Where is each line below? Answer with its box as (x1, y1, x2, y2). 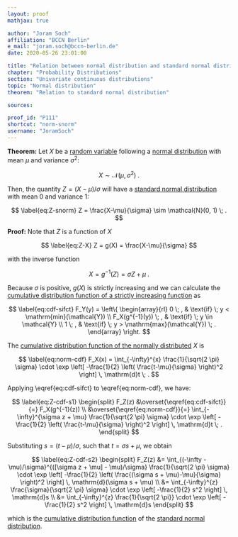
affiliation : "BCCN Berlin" (7, 36, 91, 43)
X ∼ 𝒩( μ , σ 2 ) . (98, 170, 140, 179)
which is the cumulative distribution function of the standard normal (7, 514, 205, 522)
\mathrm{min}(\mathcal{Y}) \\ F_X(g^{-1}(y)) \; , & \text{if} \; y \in (25, 312, 213, 321)
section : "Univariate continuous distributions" (7, 75, 154, 82)
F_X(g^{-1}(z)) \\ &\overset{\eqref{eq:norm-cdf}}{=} (39, 405, 191, 414)
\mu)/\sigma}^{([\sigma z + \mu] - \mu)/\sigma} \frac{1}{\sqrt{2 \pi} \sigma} (8, 463, 230, 471)
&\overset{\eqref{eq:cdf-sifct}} (135, 397, 227, 406)
